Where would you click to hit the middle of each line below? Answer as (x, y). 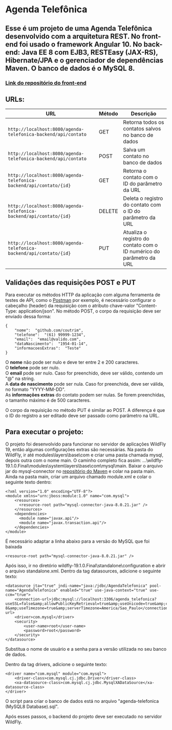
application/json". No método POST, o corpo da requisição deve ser (90, 311)
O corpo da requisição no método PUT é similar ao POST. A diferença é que (85, 410)
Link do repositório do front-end (46, 83)
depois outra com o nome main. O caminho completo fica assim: (73, 460)
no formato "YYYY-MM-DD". (35, 389)
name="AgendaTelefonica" (32, 590)
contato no (136, 156)
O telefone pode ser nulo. (33, 368)
